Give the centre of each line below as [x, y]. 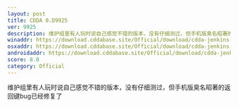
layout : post [27, 14]
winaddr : [20, 40]
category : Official [36, 66]
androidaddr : [27, 53]
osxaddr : [20, 46]
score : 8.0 [23, 60]
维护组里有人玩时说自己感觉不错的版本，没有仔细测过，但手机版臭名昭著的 [116, 87]
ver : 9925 [22, 27]
